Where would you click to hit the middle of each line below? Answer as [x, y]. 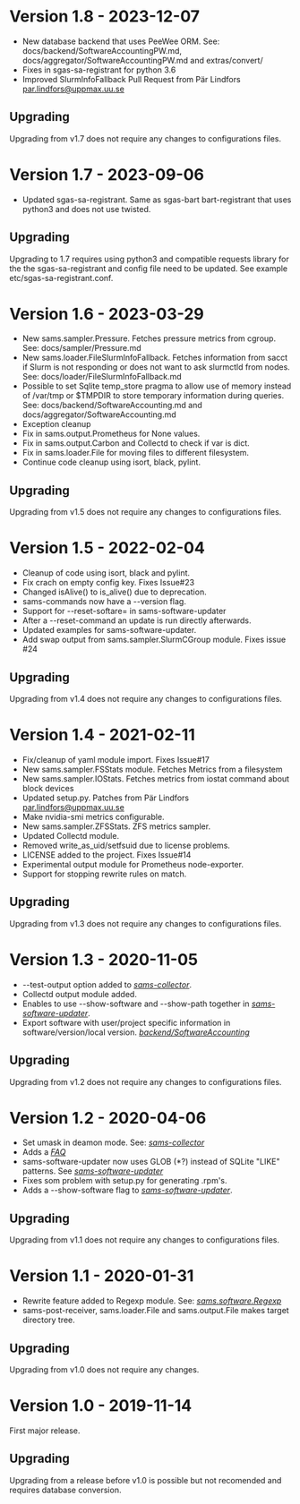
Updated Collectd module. [70, 835]
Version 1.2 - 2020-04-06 [108, 1118]
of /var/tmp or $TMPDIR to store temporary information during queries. [153, 396]
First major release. [45, 1431]
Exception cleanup [56, 424]
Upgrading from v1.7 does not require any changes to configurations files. [146, 138]
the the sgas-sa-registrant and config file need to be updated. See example [149, 268]
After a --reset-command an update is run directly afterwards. [137, 620]
